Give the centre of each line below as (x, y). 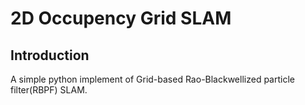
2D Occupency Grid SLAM (121, 18)
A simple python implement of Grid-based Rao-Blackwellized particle (152, 79)
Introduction (50, 55)
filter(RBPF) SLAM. (49, 90)
